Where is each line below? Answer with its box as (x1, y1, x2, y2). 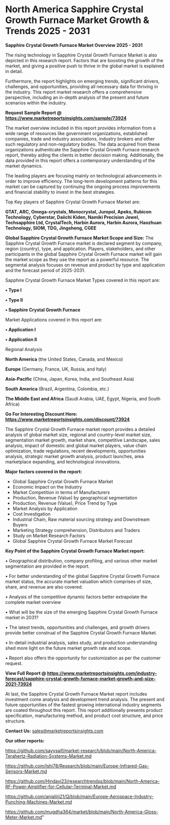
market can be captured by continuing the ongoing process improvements (5, 183, 161, 190)
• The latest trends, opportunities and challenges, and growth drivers (5, 624, 150, 630)
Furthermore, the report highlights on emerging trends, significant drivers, (5, 78, 160, 84)
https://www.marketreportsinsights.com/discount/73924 (5, 416, 130, 422)
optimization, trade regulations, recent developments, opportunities (5, 447, 146, 454)
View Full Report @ (5, 670, 47, 676)
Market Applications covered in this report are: (5, 316, 103, 323)
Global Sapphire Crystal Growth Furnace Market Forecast (12, 538, 133, 544)
